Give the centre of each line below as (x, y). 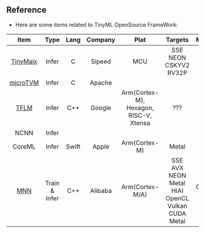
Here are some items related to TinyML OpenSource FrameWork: (96, 24)
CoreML (24, 147)
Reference (27, 10)
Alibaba (101, 190)
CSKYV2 (177, 65)
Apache (101, 83)
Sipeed (101, 61)
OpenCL (177, 198)
